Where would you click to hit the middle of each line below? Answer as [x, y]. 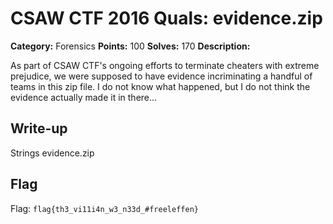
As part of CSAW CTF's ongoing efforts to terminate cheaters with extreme [165, 65]
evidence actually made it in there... [84, 97]
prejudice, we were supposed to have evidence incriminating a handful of [161, 76]
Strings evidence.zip [52, 153]
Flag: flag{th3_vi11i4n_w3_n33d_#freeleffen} [104, 208]
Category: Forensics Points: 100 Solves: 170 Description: [130, 46]
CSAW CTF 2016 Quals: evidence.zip [166, 18]
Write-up [39, 128]
